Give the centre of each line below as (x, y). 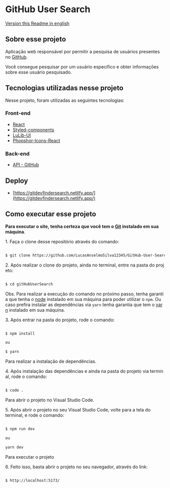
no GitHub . (16, 57)
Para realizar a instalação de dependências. (51, 361)
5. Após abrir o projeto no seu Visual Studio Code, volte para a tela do (78, 410)
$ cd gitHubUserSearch (29, 284)
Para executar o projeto (30, 457)
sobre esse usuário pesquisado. (39, 72)
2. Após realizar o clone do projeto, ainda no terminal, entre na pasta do (80, 265)
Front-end (18, 114)
